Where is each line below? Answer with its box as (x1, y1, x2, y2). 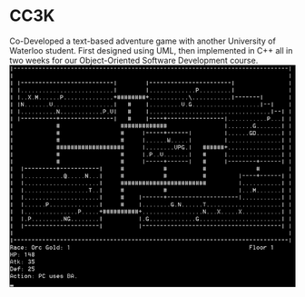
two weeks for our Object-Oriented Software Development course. (9, 54, 259, 65)
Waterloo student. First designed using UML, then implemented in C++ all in (9, 45, 293, 55)
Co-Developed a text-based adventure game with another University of (9, 35, 277, 46)
